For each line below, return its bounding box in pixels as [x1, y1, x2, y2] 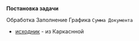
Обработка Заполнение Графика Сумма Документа [6, 16, 134, 23]
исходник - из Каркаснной [15, 27, 84, 35]
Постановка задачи [6, 5, 59, 12]
